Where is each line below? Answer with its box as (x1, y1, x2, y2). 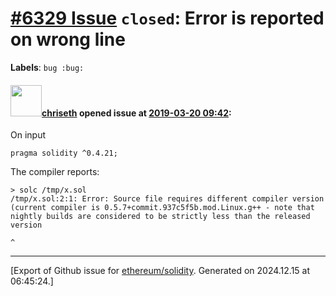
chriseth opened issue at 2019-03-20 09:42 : (41, 107, 232, 119)
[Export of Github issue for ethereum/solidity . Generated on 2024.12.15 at (10, 265, 311, 277)
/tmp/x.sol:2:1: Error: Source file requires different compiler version (10, 194, 325, 204)
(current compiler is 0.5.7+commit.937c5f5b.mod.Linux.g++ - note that (10, 203, 315, 213)
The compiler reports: (10, 166, 100, 178)
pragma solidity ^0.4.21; (10, 148, 118, 159)
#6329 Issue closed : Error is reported (10, 7, 325, 30)
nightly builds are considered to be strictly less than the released (10, 212, 311, 222)
